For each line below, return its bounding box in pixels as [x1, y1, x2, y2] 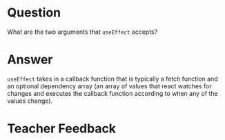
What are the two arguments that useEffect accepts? [7, 28, 158, 36]
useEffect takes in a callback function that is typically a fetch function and [7, 74, 219, 83]
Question [7, 5, 61, 21]
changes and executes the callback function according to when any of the [7, 89, 219, 97]
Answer [7, 52, 53, 68]
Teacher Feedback [7, 121, 116, 137]
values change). [7, 97, 53, 105]
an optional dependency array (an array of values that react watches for [7, 81, 212, 90]
